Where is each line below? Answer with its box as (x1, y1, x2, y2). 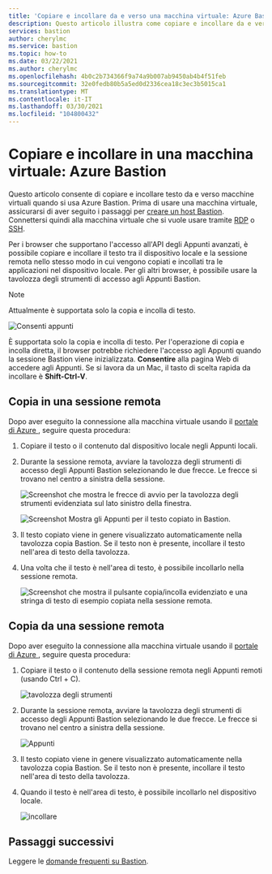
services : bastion (8, 27, 70, 35)
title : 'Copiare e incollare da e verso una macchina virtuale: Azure (8, 11, 252, 20)
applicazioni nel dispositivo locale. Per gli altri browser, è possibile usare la (8, 265, 257, 275)
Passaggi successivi (8, 834, 115, 849)
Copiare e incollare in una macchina (8, 145, 253, 163)
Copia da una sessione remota (8, 619, 164, 634)
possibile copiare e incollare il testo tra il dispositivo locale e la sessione (8, 248, 248, 257)
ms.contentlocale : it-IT (8, 95, 92, 103)
